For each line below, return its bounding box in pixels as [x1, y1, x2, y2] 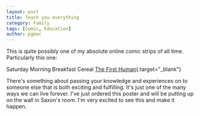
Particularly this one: [6, 54, 57, 61]
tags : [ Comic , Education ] [6, 25, 71, 32]
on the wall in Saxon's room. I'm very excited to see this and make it [6, 97, 175, 104]
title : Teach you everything [6, 14, 80, 20]
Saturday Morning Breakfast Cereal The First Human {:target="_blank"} [6, 66, 182, 73]
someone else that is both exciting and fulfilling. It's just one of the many [6, 84, 187, 91]
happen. [6, 103, 27, 110]
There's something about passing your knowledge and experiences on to [6, 78, 188, 85]
